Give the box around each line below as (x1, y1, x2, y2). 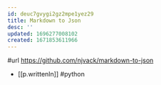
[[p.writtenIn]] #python (17, 70, 85, 79)
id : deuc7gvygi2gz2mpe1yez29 (7, 10, 94, 18)
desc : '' (7, 23, 33, 30)
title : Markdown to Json (7, 17, 81, 24)
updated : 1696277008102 (7, 30, 78, 38)
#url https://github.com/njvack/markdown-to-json (7, 56, 154, 64)
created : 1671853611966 (7, 37, 78, 44)
